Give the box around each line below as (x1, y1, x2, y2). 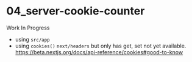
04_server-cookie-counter (6, 4, 145, 18)
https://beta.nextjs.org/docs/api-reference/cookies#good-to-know (15, 48, 183, 55)
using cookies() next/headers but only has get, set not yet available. (15, 42, 187, 49)
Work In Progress (6, 24, 50, 31)
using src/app (15, 36, 50, 43)
